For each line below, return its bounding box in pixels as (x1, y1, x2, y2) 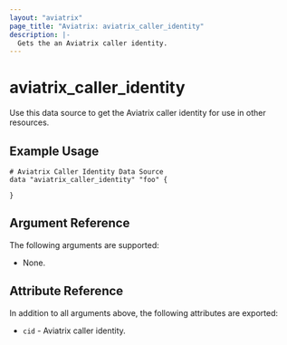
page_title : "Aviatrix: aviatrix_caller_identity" (9, 22, 205, 31)
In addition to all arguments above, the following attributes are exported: (9, 307, 279, 318)
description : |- (9, 30, 71, 39)
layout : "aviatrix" (9, 13, 83, 23)
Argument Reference (9, 216, 130, 231)
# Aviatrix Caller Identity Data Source (9, 168, 165, 177)
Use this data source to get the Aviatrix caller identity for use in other (9, 108, 266, 119)
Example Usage (9, 143, 100, 158)
